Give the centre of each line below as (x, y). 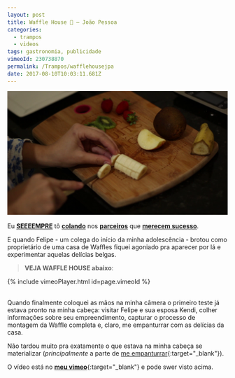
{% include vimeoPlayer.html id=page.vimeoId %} (79, 282)
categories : (24, 29)
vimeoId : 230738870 (36, 59)
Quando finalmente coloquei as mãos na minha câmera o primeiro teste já (114, 303)
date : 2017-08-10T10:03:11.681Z (54, 73)
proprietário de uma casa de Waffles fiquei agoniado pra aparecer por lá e (114, 247)
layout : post (26, 15)
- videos (26, 44)
